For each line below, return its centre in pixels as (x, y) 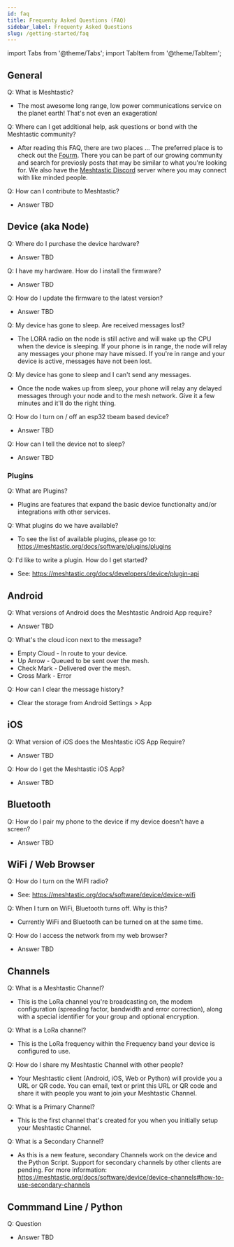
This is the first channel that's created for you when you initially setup (117, 1120)
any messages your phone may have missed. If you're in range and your (121, 353)
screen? (19, 829)
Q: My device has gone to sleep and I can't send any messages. (99, 374)
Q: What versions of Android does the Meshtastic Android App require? (110, 612)
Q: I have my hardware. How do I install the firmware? (84, 271)
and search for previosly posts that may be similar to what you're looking (122, 163)
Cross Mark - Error (44, 675)
